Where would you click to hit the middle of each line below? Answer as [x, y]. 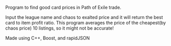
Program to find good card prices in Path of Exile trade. [63, 7]
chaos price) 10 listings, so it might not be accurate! [59, 28]
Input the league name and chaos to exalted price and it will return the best [84, 17]
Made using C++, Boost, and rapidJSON [48, 38]
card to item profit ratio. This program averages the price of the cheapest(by [86, 23]
